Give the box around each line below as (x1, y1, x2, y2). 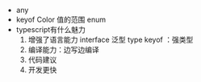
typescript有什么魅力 (15, 25, 86, 34)
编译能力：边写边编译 (27, 45, 99, 54)
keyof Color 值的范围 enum (15, 14, 107, 24)
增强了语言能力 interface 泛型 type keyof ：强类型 (27, 35, 194, 44)
